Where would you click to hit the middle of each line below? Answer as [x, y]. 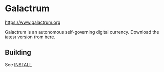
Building [18, 53]
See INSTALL [19, 64]
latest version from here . [30, 37]
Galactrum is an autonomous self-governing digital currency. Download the [82, 32]
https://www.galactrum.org [33, 22]
